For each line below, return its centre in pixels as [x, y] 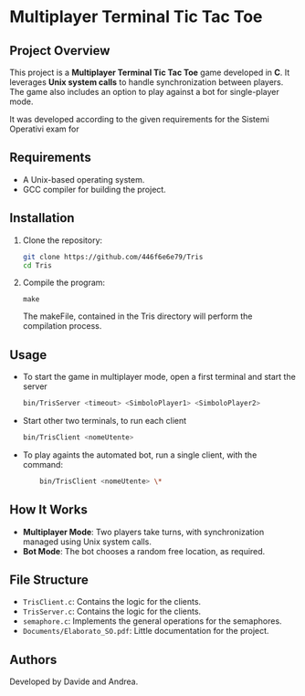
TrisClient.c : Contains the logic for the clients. [112, 602]
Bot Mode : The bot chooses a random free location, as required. [144, 551]
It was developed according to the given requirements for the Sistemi [139, 119]
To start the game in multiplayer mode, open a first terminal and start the [159, 377]
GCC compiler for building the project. [94, 189]
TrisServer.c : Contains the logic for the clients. [112, 612]
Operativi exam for [44, 129]
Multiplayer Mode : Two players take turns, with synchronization [143, 532]
